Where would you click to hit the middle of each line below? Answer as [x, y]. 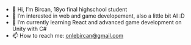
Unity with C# [29, 29]
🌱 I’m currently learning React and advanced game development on [97, 22]
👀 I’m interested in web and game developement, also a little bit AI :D [98, 16]
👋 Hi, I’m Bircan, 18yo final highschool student [70, 9]
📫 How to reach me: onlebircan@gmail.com [68, 36]
